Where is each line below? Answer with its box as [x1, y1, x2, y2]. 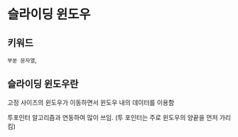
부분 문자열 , [7, 56, 37, 64]
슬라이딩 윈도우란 [7, 78, 79, 90]
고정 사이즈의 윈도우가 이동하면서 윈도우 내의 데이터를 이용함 [7, 98, 175, 107]
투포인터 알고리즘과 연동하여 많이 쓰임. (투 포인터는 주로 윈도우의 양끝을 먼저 [7, 113, 218, 121]
